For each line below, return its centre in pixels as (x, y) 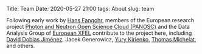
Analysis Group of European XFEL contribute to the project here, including (99, 33)
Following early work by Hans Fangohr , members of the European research (100, 20)
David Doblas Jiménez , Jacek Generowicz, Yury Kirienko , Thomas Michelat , (101, 39)
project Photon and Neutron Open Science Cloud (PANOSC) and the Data (98, 27)
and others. (21, 46)
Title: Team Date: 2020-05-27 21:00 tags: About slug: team (80, 9)
